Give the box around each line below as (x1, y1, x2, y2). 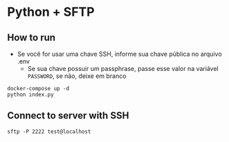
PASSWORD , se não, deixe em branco (27, 72, 127, 80)
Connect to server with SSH (7, 110, 129, 121)
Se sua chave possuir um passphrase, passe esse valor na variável (27, 65, 219, 72)
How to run (7, 32, 56, 43)
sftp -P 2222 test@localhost (7, 128, 91, 135)
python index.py (7, 91, 54, 98)
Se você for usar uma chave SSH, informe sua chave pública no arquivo (17, 50, 223, 58)
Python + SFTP (7, 4, 95, 20)
